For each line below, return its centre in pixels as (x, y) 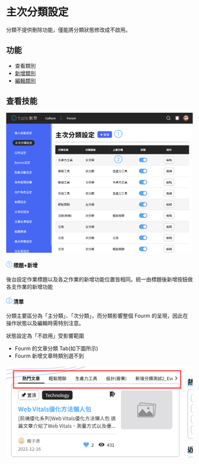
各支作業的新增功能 (30, 287)
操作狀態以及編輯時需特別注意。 (45, 323)
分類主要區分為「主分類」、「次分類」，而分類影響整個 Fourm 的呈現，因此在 (97, 316)
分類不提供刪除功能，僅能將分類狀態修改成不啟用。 (68, 30)
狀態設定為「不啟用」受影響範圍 (45, 336)
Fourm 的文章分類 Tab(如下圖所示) (57, 349)
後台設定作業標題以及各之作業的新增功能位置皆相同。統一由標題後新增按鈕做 (99, 279)
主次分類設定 (38, 12)
